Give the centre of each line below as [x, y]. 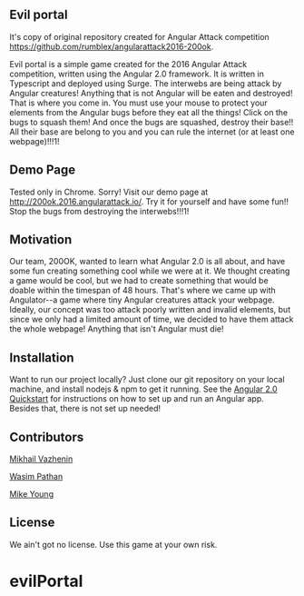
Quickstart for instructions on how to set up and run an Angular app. [137, 399]
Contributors [47, 437]
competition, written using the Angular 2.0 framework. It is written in [137, 74]
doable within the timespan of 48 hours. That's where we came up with [143, 291]
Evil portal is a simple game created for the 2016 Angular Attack [128, 64]
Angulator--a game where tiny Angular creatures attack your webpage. [142, 300]
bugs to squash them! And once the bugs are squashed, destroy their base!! [152, 122]
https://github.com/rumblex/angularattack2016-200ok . [112, 46]
